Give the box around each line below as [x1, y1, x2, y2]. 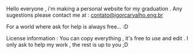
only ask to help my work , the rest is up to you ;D [6, 41, 129, 48]
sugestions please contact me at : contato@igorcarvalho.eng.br [6, 11, 163, 19]
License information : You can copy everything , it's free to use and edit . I [6, 35, 189, 41]
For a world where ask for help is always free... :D [6, 23, 129, 30]
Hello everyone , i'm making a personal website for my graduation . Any [6, 5, 183, 12]
